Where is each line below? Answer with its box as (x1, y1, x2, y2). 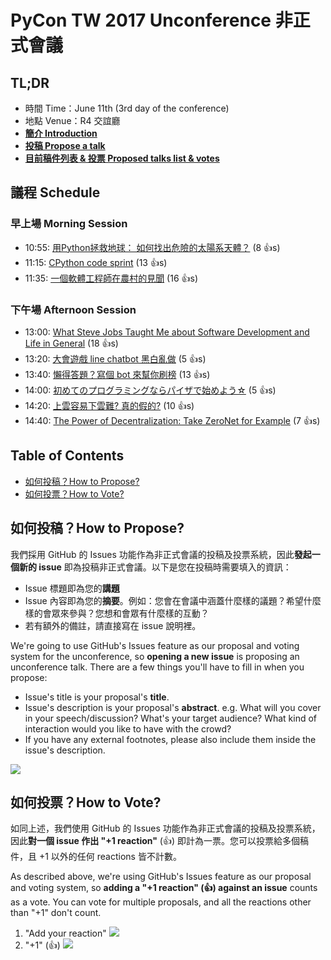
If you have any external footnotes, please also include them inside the (24, 733, 317, 745)
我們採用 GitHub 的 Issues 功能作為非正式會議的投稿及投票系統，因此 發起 (10, 548, 312, 560)
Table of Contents (10, 447, 125, 465)
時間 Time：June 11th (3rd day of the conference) (24, 102, 230, 114)
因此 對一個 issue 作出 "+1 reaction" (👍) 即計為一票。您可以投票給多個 (10, 835, 301, 847)
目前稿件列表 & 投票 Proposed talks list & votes (24, 152, 220, 164)
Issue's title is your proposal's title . (24, 691, 170, 703)
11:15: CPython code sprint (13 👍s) (24, 256, 168, 268)
